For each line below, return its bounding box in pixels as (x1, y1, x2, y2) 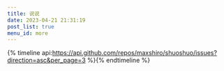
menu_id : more (7, 29, 49, 37)
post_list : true (7, 23, 54, 30)
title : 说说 (7, 10, 40, 17)
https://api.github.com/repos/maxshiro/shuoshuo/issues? (52, 49, 218, 57)
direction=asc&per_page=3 (7, 56, 86, 65)
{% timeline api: (7, 49, 53, 57)
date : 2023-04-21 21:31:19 (7, 17, 86, 24)
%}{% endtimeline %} (87, 56, 151, 65)
